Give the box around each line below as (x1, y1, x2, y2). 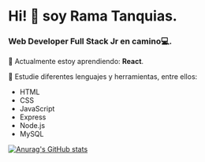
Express (19, 112, 47, 122)
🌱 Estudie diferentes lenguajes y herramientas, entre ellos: (8, 72, 198, 81)
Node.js (19, 121, 46, 130)
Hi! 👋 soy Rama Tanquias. (8, 7, 177, 25)
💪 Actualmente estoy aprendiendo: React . (8, 57, 144, 66)
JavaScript (19, 104, 55, 114)
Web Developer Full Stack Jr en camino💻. (8, 36, 172, 47)
